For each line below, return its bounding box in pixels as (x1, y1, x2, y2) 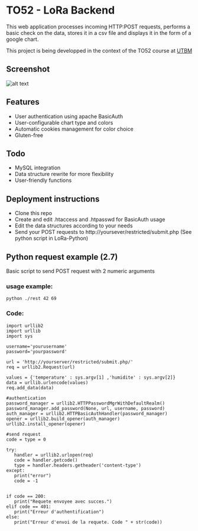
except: (6, 467, 25, 473)
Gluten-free (14, 131, 43, 139)
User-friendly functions (14, 177, 72, 184)
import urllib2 (6, 322, 44, 328)
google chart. (6, 35, 39, 43)
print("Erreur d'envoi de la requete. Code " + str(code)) (14, 519, 163, 525)
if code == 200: (6, 493, 46, 499)
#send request (6, 431, 41, 437)
